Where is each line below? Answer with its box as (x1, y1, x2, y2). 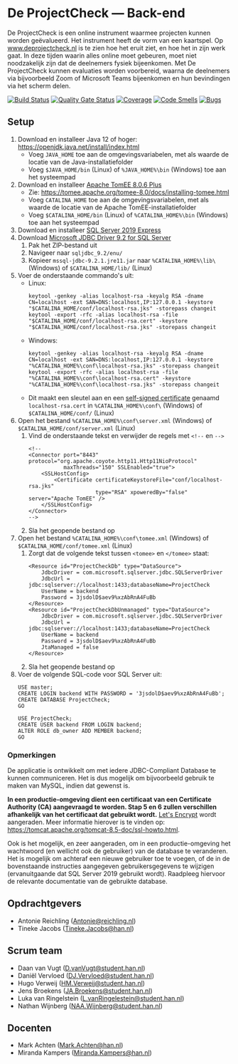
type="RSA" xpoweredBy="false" (94, 489, 188, 496)
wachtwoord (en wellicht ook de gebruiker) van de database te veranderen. (7, 847, 229, 855)
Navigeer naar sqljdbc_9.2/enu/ (28, 248, 123, 257)
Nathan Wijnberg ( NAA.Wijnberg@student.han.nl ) (17, 1001, 163, 1010)
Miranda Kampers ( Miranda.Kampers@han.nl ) (17, 1048, 153, 1057)
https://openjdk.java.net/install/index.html (17, 142, 140, 151)
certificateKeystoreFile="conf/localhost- (94, 476, 223, 484)
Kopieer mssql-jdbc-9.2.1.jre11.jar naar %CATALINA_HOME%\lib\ (28, 256, 216, 264)
